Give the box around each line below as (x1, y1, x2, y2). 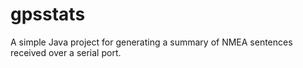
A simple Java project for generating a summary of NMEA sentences (10, 36, 293, 48)
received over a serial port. (10, 46, 122, 58)
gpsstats (10, 3, 86, 26)
